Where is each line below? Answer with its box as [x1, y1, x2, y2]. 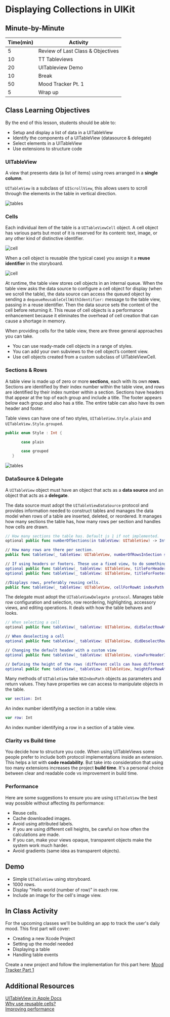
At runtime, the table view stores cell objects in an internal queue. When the [5, 280, 163, 286]
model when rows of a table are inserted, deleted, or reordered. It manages [5, 513, 162, 519]
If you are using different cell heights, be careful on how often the [12, 826, 149, 832]
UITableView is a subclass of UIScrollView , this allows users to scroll [5, 185, 148, 191]
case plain [21, 439, 44, 444]
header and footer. [5, 405, 44, 411]
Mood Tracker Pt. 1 [38, 80, 84, 87]
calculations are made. [12, 831, 60, 837]
